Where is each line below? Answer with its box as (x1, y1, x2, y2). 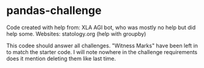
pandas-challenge (6, 4, 102, 18)
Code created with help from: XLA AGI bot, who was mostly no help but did (6, 24, 196, 31)
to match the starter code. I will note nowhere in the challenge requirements (6, 48, 198, 55)
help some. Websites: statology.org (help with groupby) (6, 30, 146, 37)
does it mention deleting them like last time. (6, 55, 116, 62)
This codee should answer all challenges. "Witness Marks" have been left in (6, 42, 198, 49)
